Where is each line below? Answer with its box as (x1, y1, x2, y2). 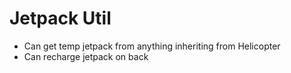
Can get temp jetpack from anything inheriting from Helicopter (23, 40, 281, 52)
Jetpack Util (9, 7, 112, 30)
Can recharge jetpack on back (23, 50, 149, 62)
